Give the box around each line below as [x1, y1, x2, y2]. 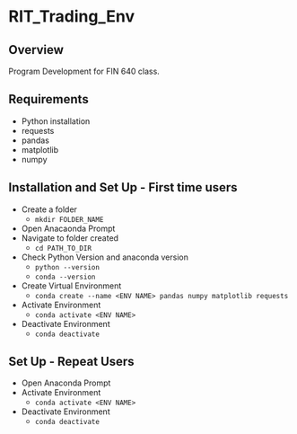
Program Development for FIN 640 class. [8, 66, 161, 76]
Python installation [21, 115, 91, 127]
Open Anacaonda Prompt [21, 223, 116, 234]
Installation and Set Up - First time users [8, 180, 239, 195]
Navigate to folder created [21, 232, 118, 244]
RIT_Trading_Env [8, 6, 135, 27]
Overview [8, 42, 65, 58]
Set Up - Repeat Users [8, 354, 135, 369]
